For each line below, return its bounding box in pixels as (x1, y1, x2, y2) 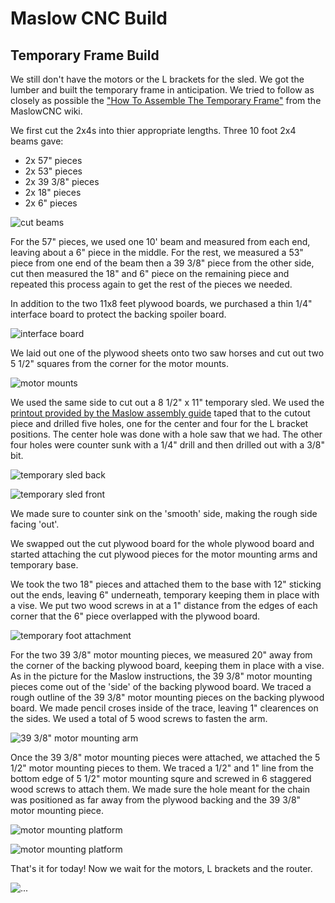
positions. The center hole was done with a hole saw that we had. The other (10, 428, 323, 440)
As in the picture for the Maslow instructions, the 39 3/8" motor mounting (10, 670, 313, 682)
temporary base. (10, 559, 79, 571)
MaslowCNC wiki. (10, 105, 83, 117)
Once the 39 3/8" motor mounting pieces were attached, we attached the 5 (10, 752, 321, 763)
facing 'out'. (10, 518, 60, 530)
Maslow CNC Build (10, 7, 168, 30)
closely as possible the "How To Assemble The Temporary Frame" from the (10, 95, 322, 106)
